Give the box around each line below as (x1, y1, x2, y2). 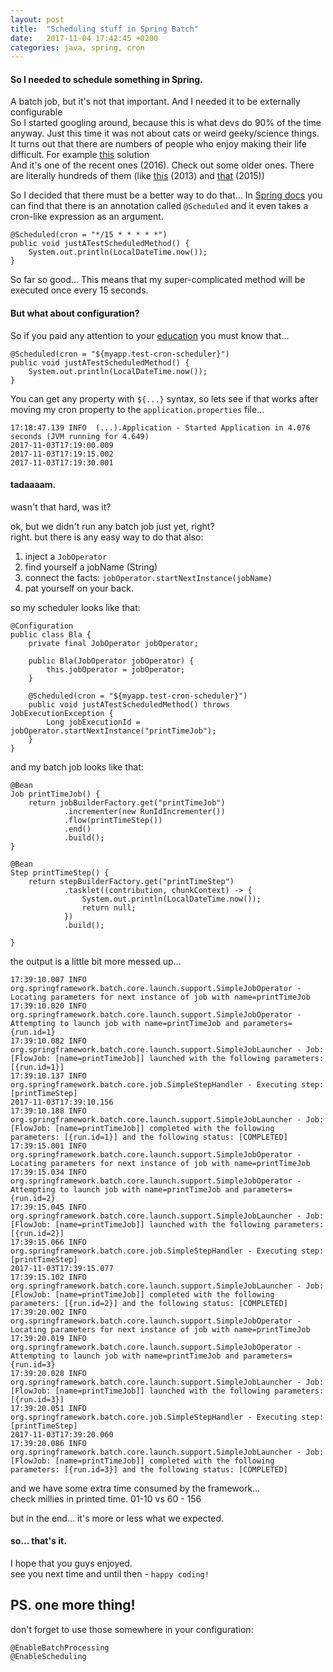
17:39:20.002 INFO (10, 1307, 87, 1317)
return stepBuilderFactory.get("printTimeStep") (28, 876, 235, 886)
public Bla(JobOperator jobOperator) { (28, 656, 195, 666)
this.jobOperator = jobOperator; (46, 664, 186, 675)
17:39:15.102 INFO (10, 1272, 87, 1282)
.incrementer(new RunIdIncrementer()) (63, 806, 226, 816)
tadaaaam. (10, 479, 57, 491)
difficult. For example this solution (10, 149, 150, 161)
